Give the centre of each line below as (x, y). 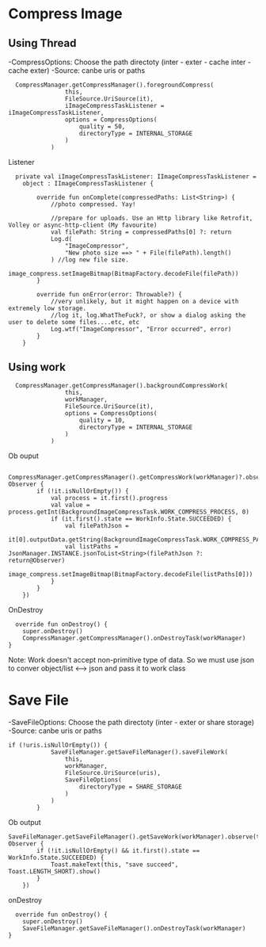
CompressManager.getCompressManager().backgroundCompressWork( (122, 385)
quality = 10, (102, 420)
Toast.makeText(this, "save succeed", (114, 865)
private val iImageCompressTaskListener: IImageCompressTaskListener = (136, 177)
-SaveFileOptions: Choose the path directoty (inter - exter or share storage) (131, 722)
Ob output (25, 822)
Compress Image (65, 14)
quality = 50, (102, 127)
